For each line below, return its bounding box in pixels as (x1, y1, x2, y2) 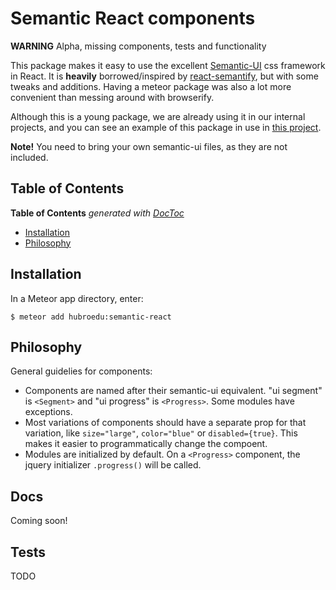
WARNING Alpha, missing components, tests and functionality (10, 40, 267, 52)
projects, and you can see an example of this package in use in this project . (10, 121, 322, 133)
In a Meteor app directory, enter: (10, 292, 144, 304)
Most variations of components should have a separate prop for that (24, 417, 307, 429)
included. (10, 151, 49, 163)
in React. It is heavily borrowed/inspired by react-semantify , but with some (10, 70, 319, 82)
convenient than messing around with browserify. (10, 91, 215, 103)
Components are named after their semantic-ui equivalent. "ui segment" (24, 385, 323, 397)
